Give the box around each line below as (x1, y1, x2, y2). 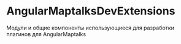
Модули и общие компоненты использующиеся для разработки (6, 24, 175, 31)
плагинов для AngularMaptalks (6, 30, 87, 37)
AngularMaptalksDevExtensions (6, 4, 175, 18)
